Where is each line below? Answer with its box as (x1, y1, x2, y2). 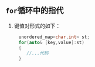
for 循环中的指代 (5, 5, 64, 16)
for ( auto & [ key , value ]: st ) (18, 39, 84, 45)
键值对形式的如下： (13, 22, 61, 29)
